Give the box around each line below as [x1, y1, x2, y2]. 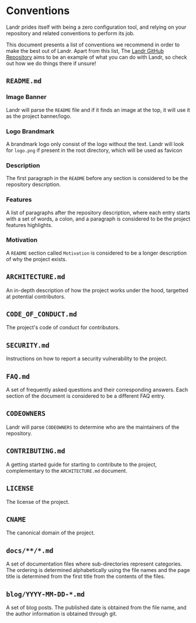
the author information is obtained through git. [6, 610, 118, 617]
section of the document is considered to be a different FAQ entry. [6, 392, 166, 399]
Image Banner [6, 93, 47, 101]
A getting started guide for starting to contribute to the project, [6, 461, 157, 468]
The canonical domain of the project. [6, 529, 95, 536]
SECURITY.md [6, 341, 50, 350]
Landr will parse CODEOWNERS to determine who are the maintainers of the [6, 424, 180, 431]
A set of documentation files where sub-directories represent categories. [6, 560, 183, 567]
